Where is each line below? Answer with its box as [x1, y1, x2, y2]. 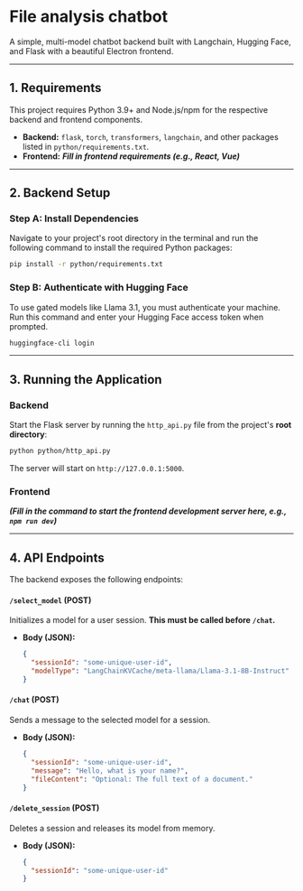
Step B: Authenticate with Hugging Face [9, 282, 188, 294]
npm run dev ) [9, 515, 57, 526]
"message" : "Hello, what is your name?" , [31, 766, 189, 775]
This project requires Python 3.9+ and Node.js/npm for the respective [9, 104, 269, 115]
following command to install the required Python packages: [9, 242, 233, 254]
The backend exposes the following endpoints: [9, 574, 183, 585]
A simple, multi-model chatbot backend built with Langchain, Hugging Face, [9, 36, 291, 47]
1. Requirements [9, 80, 102, 96]
